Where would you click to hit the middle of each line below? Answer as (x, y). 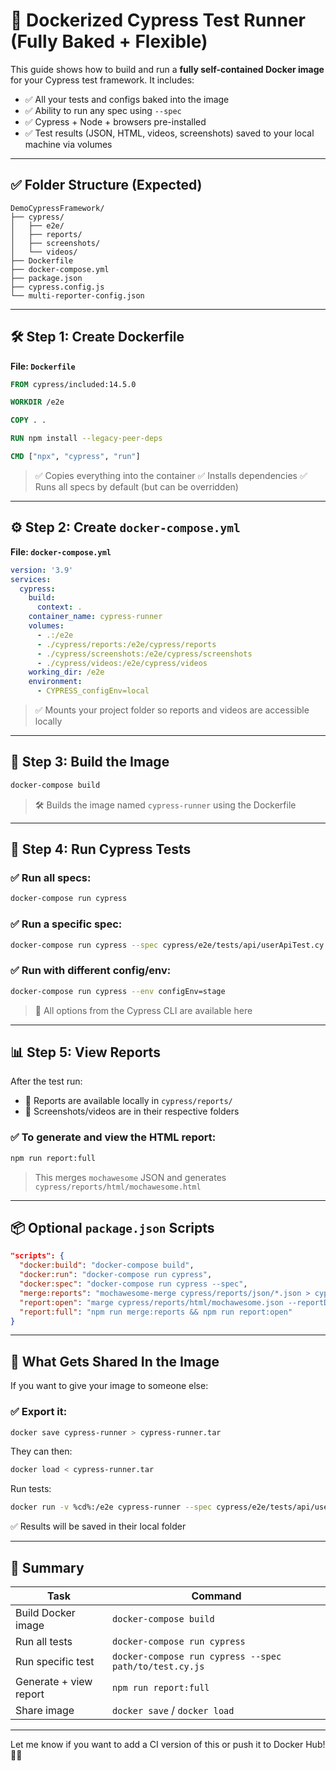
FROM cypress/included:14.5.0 (73, 384)
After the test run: (46, 1081)
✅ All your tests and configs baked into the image (127, 99)
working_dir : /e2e (66, 672)
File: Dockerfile (43, 366)
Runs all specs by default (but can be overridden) (136, 486)
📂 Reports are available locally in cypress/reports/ (128, 1101)
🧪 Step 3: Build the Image (90, 762)
